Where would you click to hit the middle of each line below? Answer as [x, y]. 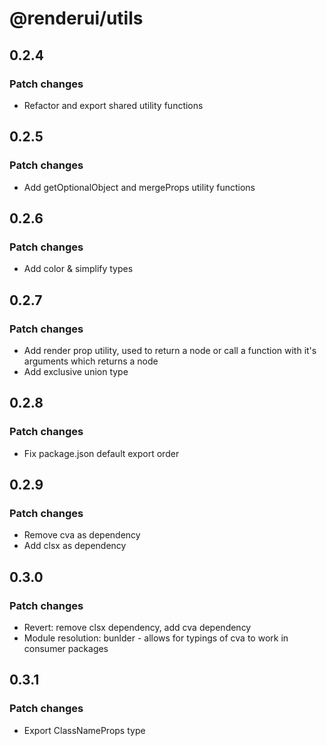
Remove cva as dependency [82, 535]
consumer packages [66, 648]
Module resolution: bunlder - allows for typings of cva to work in [156, 638]
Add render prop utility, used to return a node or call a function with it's [170, 350]
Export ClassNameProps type [84, 730]
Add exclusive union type [76, 371]
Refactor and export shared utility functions [113, 105]
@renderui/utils [76, 18]
